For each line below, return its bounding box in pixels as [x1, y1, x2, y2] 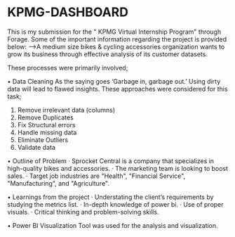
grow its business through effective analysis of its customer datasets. [7, 50, 208, 58]
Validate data [17, 143, 56, 151]
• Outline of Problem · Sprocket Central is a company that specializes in [7, 156, 215, 165]
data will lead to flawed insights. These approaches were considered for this [7, 84, 228, 93]
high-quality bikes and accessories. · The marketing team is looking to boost [7, 164, 229, 172]
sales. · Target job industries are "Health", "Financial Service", [7, 172, 186, 180]
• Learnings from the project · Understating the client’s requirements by [7, 193, 214, 201]
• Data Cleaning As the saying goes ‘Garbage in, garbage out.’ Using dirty [7, 77, 221, 85]
